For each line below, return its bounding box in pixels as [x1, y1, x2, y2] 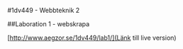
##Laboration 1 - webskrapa [7, 20, 90, 28]
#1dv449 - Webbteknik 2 [7, 6, 80, 14]
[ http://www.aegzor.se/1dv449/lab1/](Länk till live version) [7, 33, 177, 42]
